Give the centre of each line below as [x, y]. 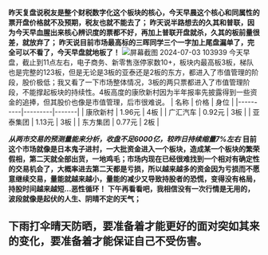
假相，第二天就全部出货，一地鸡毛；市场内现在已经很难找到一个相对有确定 [130, 159]
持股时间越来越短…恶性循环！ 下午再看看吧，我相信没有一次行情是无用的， [132, 189]
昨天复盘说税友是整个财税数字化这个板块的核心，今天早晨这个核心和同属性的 [134, 12]
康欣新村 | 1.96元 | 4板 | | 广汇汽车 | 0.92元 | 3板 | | [168, 112]
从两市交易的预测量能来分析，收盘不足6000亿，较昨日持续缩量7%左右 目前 [132, 139]
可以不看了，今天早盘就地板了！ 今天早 [132, 52]
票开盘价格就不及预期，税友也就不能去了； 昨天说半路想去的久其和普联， [128, 22]
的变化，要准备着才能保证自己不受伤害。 [108, 241]
